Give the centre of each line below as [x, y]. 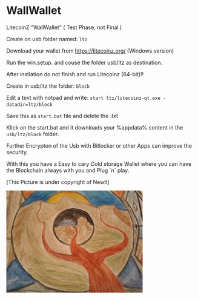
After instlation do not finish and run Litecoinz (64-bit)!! [75, 74]
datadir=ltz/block [29, 104]
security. [17, 152]
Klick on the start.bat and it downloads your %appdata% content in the [95, 127]
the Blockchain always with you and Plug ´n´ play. [68, 170]
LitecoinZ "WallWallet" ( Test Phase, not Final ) [64, 27]
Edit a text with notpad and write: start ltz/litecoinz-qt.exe [84, 97]
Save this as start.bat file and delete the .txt [62, 116]
